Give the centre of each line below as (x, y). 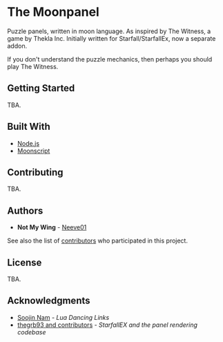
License (25, 262)
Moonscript (33, 151)
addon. (17, 46)
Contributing (35, 172)
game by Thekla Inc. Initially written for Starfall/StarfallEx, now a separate (111, 38)
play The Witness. (33, 66)
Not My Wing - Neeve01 (52, 227)
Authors (25, 210)
